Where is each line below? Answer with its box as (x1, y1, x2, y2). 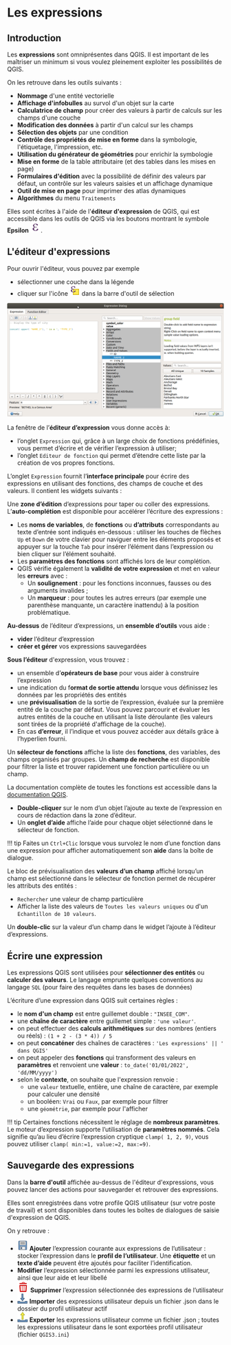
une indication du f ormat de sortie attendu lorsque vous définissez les (16, 684, 218, 692)
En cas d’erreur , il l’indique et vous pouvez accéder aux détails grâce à (16, 728, 219, 736)
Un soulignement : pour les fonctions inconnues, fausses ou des (27, 579, 212, 587)
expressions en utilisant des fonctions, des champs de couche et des (7, 479, 203, 488)
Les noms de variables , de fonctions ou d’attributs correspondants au (16, 521, 219, 529)
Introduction (7, 32, 62, 44)
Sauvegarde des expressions (7, 1160, 135, 1172)
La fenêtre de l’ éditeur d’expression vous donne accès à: (7, 424, 170, 432)
